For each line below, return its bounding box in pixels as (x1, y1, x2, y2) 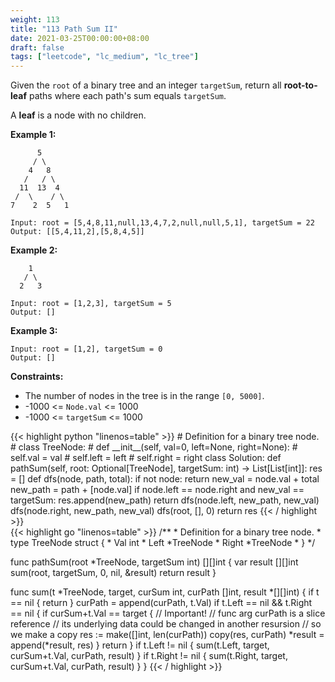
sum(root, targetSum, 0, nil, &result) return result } (10, 567, 217, 579)
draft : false (10, 42, 65, 53)
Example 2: (10, 244, 58, 256)
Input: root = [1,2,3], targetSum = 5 (10, 299, 172, 309)
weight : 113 (10, 14, 60, 25)
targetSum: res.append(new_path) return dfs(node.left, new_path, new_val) (10, 494, 320, 506)
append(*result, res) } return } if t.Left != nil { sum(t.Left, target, (10, 639, 270, 651)
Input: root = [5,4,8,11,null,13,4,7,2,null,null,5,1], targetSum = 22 (10, 218, 315, 228)
